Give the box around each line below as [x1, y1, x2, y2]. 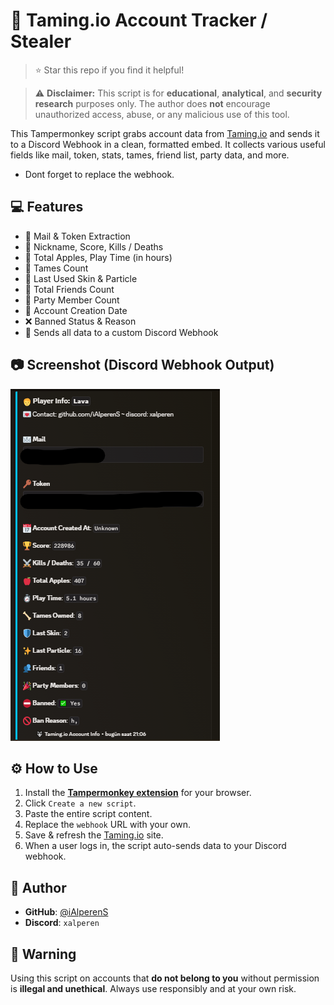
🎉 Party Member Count [24, 294, 120, 306]
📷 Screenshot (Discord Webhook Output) [10, 357, 275, 374]
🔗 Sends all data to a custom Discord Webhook [24, 326, 219, 338]
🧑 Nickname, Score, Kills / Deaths [24, 240, 164, 253]
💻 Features [10, 199, 84, 216]
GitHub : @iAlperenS [24, 906, 109, 918]
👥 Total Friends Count [24, 283, 115, 295]
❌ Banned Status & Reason [24, 315, 137, 327]
